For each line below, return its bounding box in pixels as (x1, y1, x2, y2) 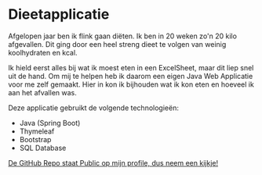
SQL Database (19, 143, 67, 152)
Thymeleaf (19, 127, 55, 136)
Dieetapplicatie (8, 5, 110, 23)
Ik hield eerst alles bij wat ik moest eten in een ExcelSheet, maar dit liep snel (8, 62, 254, 72)
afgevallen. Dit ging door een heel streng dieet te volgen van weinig (8, 39, 227, 48)
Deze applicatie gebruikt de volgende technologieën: (8, 103, 179, 112)
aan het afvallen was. (8, 87, 77, 97)
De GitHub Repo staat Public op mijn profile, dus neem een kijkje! (8, 158, 218, 167)
